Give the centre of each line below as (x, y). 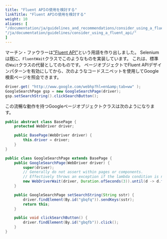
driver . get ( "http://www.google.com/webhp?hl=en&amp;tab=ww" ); (73, 87)
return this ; (37, 204)
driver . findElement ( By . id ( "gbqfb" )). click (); (71, 223)
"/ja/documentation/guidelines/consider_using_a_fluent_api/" (71, 33)
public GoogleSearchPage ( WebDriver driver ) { (62, 163)
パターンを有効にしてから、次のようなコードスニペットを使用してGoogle (84, 71)
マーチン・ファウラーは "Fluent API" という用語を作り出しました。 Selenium (82, 52)
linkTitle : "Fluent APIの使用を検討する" (45, 14)
